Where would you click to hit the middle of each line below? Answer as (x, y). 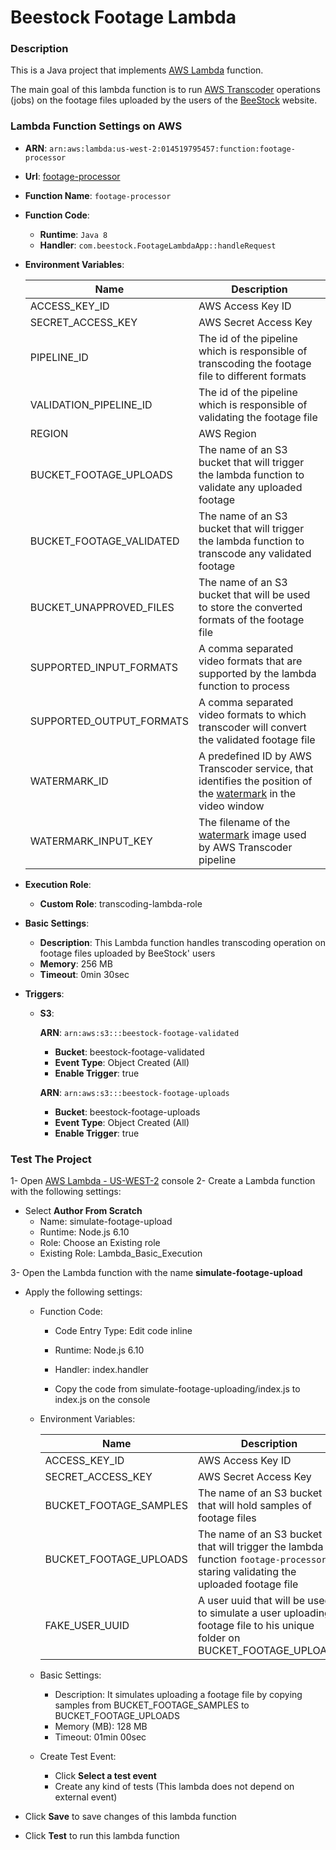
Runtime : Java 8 (73, 234)
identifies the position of (255, 781)
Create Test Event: (78, 1757)
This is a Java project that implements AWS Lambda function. (137, 70)
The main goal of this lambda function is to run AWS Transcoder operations (165, 90)
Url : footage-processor (72, 176)
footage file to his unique (256, 1626)
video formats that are (250, 661)
